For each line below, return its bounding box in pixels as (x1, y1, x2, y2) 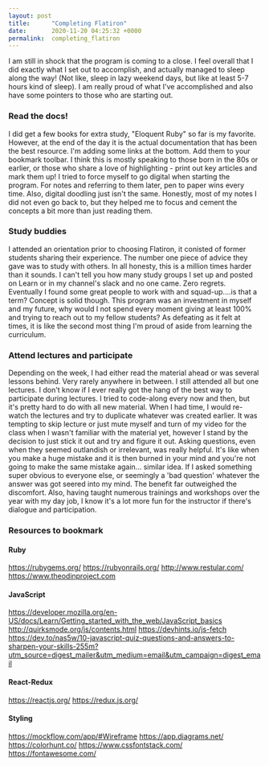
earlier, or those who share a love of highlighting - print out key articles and (8, 163, 258, 173)
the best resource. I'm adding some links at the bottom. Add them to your (8, 146, 251, 155)
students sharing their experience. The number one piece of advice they (8, 253, 248, 262)
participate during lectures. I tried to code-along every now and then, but (8, 393, 251, 403)
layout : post (8, 11, 52, 20)
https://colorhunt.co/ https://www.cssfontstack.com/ (8, 739, 183, 749)
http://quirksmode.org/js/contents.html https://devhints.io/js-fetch (8, 624, 227, 634)
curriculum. (8, 329, 47, 339)
